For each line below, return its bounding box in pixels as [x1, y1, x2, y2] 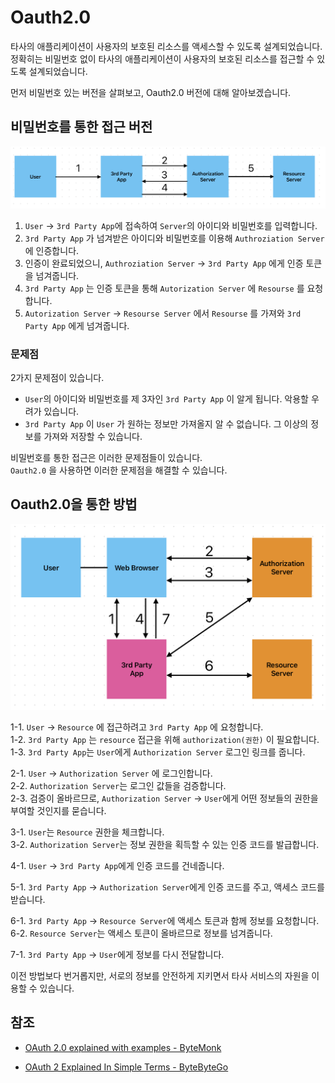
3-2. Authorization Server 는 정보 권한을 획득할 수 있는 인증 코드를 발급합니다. [10, 839, 320, 851]
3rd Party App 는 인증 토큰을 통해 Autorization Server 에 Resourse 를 [24, 282, 305, 294]
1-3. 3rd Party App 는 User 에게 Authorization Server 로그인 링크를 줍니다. [10, 746, 306, 758]
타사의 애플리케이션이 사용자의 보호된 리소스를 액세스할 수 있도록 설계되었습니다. [10, 40, 323, 52]
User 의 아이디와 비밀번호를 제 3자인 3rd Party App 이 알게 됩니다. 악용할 [24, 392, 309, 405]
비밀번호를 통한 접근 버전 [10, 119, 153, 136]
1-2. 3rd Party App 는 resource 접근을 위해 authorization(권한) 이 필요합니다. [10, 734, 320, 746]
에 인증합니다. [24, 244, 80, 256]
